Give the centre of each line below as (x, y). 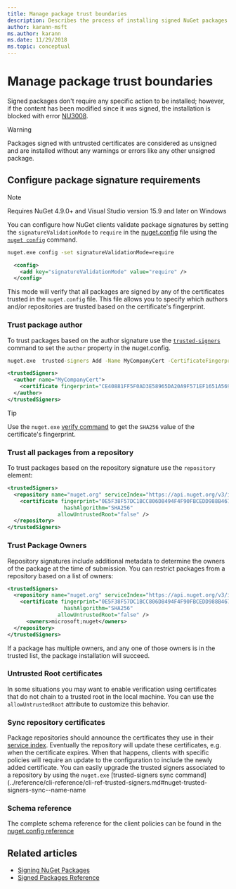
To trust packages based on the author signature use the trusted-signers (114, 340)
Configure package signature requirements (104, 180)
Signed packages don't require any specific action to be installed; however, (116, 101)
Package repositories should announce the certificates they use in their (111, 738)
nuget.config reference (41, 831)
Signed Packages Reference (58, 878)
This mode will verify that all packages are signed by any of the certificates (116, 292)
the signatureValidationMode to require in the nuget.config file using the (112, 232)
